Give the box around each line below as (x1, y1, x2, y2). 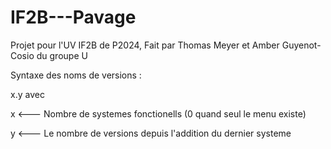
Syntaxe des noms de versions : (10, 69, 142, 81)
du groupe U (36, 49, 88, 61)
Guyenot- (281, 39, 322, 51)
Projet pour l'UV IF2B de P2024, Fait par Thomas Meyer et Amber (10, 39, 280, 51)
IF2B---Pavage (10, 6, 137, 29)
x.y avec (10, 88, 45, 100)
